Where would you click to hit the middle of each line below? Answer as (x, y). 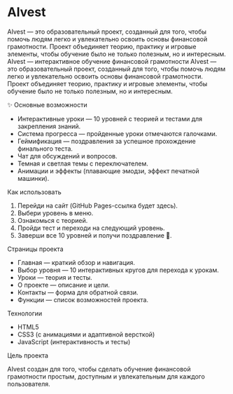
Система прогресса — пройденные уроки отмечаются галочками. (117, 133)
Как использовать (34, 192)
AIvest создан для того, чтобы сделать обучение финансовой (99, 369)
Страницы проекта (35, 249)
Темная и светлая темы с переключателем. (83, 163)
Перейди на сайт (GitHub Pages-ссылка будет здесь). (98, 205)
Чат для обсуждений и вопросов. (67, 156)
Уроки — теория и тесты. (55, 277)
